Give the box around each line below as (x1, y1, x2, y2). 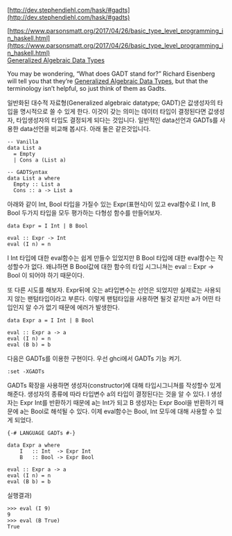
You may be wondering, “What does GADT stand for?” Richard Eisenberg (7, 69, 215, 78)
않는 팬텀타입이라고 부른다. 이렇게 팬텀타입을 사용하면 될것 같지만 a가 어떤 (14, 295, 214, 302)
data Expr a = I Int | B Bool (7, 317, 95, 324)
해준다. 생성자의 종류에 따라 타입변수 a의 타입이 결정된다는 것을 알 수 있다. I (7, 390, 210, 398)
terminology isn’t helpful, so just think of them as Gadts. (7, 85, 167, 92)
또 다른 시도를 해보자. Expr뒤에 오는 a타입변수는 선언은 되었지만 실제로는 (7, 286, 203, 294)
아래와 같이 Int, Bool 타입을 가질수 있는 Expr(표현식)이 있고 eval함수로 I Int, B (7, 200, 216, 208)
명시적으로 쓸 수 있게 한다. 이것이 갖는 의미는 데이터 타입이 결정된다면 (19, 107, 206, 115)
